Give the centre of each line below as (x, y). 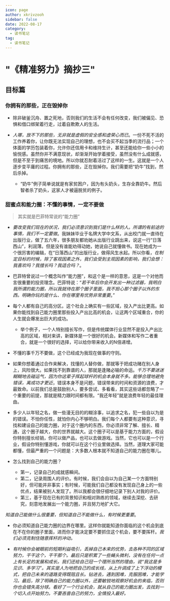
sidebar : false (21, 19)
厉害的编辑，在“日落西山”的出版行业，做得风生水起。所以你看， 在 (90, 252)
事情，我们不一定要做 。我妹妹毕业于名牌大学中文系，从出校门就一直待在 (88, 233)
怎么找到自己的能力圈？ (37, 461)
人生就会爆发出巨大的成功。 (42, 318)
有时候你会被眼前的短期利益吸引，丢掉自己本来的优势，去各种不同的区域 (88, 549)
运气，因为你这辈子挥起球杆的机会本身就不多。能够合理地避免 (99, 376)
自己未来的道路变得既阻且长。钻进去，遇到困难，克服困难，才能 (93, 574)
